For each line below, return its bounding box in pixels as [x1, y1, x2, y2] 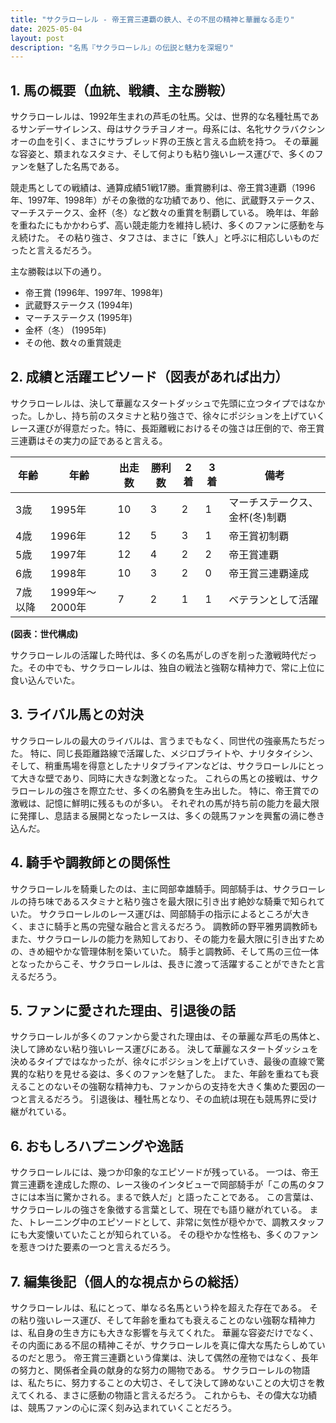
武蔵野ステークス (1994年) [24, 299, 133, 311]
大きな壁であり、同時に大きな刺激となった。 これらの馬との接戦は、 [18, 772, 302, 784]
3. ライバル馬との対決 [10, 706, 144, 723]
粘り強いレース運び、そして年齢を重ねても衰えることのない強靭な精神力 [18, 1314, 316, 1326]
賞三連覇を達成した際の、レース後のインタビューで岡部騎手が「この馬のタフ [10, 1179, 325, 1191]
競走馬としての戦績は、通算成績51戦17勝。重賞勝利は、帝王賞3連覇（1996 [10, 182, 316, 194]
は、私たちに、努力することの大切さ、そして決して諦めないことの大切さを [10, 1376, 317, 1388]
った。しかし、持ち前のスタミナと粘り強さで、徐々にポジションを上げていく [10, 409, 326, 421]
